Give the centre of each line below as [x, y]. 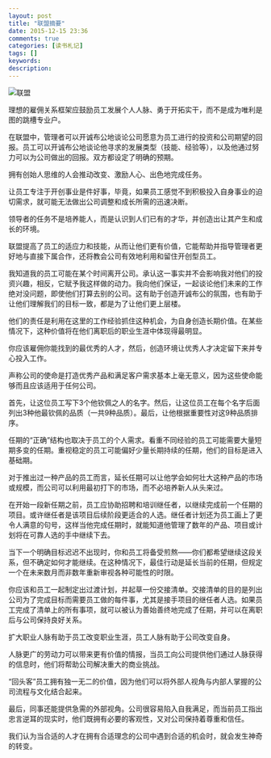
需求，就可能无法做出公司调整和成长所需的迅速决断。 [103, 201]
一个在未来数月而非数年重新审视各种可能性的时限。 [93, 572]
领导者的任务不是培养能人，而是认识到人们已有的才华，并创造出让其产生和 [132, 218]
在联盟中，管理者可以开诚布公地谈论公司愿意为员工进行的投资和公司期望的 [132, 137]
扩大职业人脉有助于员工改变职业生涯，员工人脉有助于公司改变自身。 [121, 637]
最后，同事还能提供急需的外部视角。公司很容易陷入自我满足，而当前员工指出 [135, 709]
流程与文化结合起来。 [50, 691]
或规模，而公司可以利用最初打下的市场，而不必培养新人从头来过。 [118, 487]
